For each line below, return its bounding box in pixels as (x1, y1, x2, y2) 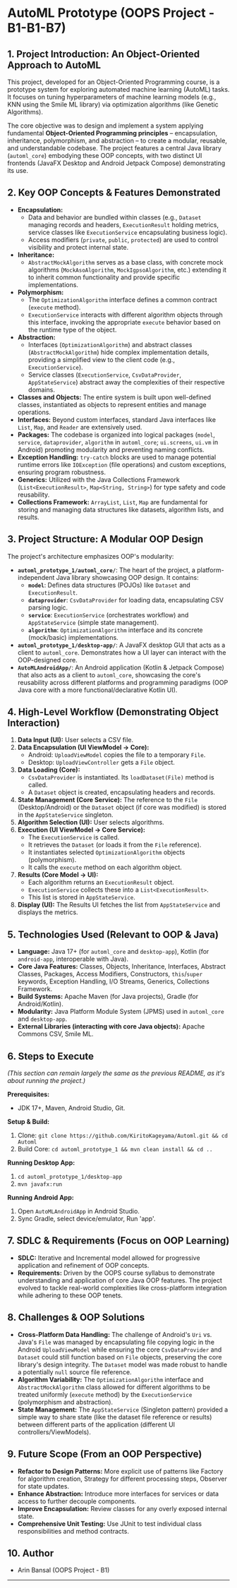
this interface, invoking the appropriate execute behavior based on (28, 317, 221, 326)
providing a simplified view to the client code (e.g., (28, 355, 175, 364)
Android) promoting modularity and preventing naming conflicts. (17, 445, 205, 454)
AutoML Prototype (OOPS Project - (7, 5, 215, 21)
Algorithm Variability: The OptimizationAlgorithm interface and (17, 1375, 204, 1383)
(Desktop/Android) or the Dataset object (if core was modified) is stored (17, 803, 227, 812)
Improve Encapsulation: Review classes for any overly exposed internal (17, 1504, 227, 1513)
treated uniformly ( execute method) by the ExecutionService (17, 1390, 193, 1398)
